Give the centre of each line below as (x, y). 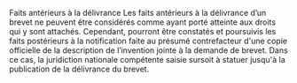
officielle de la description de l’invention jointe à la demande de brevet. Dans (148, 50)
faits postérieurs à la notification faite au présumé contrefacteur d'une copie (148, 41)
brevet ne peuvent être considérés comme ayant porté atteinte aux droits (143, 22)
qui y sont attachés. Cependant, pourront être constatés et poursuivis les (143, 31)
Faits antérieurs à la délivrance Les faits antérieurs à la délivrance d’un (138, 13)
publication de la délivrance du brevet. (79, 69)
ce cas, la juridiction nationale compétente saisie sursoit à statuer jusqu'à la (147, 60)
